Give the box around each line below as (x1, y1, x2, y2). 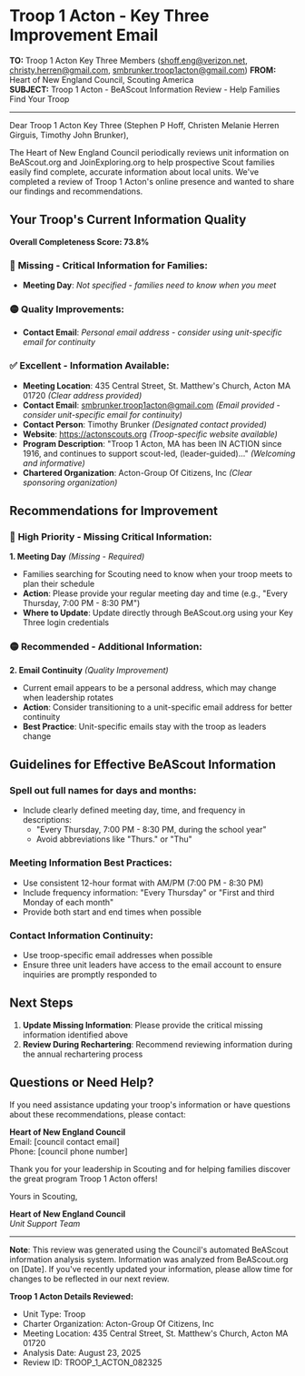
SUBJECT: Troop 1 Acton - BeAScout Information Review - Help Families (9, 84, 280, 95)
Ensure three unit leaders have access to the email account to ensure (22, 959, 282, 970)
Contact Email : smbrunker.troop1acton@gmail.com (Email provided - (22, 400, 281, 410)
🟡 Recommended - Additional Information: (9, 641, 202, 653)
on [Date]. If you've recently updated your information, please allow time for (9, 1263, 293, 1274)
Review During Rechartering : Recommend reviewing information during (22, 1038, 293, 1049)
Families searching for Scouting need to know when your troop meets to (22, 569, 293, 580)
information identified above (22, 1029, 129, 1040)
